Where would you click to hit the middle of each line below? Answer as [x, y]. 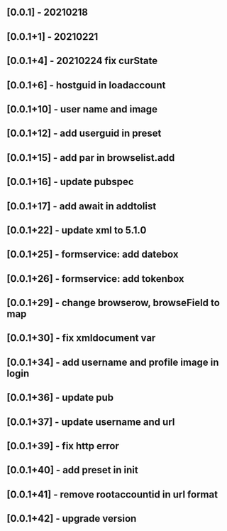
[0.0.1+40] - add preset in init [73, 470]
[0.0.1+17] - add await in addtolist [82, 206]
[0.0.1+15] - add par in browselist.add [91, 158]
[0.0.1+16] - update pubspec [70, 182]
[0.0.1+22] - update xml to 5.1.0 [77, 230]
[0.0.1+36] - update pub [60, 398]
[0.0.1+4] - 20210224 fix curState [82, 61]
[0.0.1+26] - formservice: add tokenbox [96, 279]
